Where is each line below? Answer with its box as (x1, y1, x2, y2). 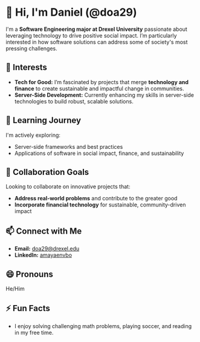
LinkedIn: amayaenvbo (14, 251, 73, 259)
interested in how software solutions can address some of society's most (5, 38, 188, 45)
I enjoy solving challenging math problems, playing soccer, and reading (14, 322, 192, 329)
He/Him (5, 285, 25, 292)
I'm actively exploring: (5, 131, 61, 139)
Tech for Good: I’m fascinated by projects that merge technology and (14, 78, 189, 85)
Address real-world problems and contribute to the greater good (14, 195, 178, 202)
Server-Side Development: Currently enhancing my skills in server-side (14, 91, 195, 99)
